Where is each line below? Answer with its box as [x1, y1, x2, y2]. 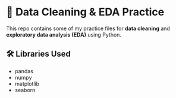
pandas [14, 67, 34, 74]
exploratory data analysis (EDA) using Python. [6, 31, 122, 38]
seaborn [14, 86, 36, 93]
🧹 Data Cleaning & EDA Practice [6, 5, 165, 19]
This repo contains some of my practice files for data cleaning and [6, 25, 171, 32]
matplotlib [14, 80, 40, 87]
